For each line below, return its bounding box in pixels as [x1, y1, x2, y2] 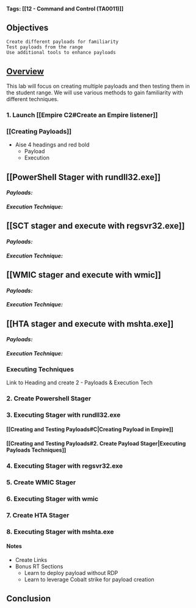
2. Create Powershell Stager [6, 394, 92, 403]
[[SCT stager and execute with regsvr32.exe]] [6, 221, 185, 231]
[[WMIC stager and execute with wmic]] [6, 270, 161, 280]
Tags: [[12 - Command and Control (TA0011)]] [6, 5, 124, 12]
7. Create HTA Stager [6, 511, 70, 519]
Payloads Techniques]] [6, 446, 67, 454]
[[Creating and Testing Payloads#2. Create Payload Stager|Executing [6, 440, 186, 447]
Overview [6, 66, 45, 77]
